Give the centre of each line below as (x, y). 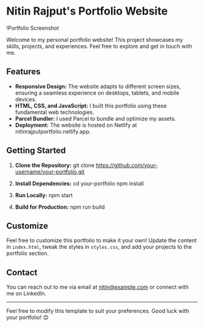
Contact (22, 272)
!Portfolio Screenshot (33, 28)
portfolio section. (28, 254)
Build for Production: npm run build (60, 207)
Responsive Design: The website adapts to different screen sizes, (98, 86)
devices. (26, 99)
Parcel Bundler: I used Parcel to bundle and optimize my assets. (95, 118)
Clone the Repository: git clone (55, 165)
